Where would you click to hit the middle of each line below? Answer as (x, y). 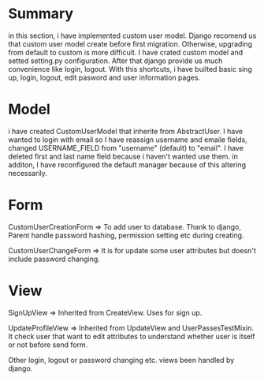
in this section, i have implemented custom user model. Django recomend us (132, 35)
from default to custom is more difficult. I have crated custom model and (126, 52)
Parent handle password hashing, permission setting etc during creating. (126, 235)
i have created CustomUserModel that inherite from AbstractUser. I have (125, 131)
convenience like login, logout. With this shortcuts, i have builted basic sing (130, 69)
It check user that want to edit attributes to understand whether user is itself (132, 336)
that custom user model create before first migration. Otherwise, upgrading (130, 43)
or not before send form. (48, 345)
